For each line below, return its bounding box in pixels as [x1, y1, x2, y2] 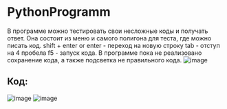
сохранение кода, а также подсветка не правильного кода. [7, 56, 182, 64]
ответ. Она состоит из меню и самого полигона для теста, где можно [7, 34, 212, 42]
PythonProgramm [7, 4, 111, 20]
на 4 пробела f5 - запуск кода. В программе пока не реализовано [7, 49, 202, 57]
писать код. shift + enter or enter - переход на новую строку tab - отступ [7, 41, 220, 49]
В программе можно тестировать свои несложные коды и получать [7, 27, 208, 35]
